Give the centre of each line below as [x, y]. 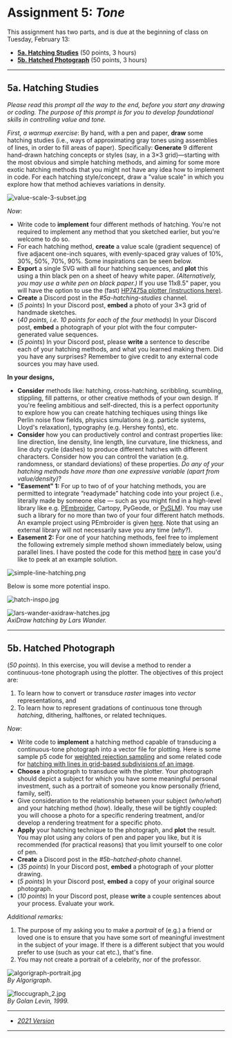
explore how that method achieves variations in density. [86, 184]
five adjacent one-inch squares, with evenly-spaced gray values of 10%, [120, 253]
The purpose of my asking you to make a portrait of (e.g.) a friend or [115, 930]
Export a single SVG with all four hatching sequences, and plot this [113, 268]
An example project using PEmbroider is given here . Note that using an [118, 522]
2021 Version [36, 1021]
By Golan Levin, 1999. [38, 1001]
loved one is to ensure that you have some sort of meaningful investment [121, 937]
